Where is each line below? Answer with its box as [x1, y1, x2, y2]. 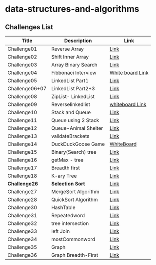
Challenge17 [7, 164, 38, 171]
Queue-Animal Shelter [51, 125, 103, 131]
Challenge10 [7, 109, 38, 116]
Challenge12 [7, 125, 38, 131]
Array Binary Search [51, 61, 97, 68]
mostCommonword [51, 236, 96, 243]
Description [64, 38, 92, 44]
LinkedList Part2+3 [51, 85, 95, 92]
